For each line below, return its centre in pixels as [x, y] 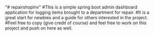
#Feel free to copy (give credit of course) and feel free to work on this [76, 23]
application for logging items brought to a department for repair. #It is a [77, 12]
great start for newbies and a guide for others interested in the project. [77, 18]
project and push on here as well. [39, 28]
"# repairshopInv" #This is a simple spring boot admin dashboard [71, 7]
